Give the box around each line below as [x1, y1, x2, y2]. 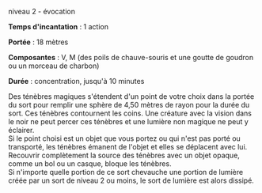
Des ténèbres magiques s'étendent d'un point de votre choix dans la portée [8, 92, 255, 101]
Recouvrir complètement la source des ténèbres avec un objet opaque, [8, 150, 240, 160]
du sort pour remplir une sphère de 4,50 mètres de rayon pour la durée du [8, 100, 250, 109]
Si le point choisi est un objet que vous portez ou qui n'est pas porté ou [8, 134, 241, 143]
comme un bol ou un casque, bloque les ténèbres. [8, 159, 172, 168]
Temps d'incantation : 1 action [8, 22, 109, 31]
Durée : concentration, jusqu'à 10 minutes [8, 77, 145, 85]
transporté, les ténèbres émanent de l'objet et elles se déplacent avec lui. [8, 142, 248, 151]
